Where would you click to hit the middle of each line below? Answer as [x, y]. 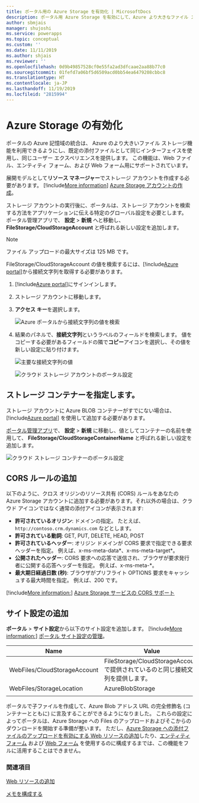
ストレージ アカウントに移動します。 [60, 296]
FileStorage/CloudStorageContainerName [81, 438]
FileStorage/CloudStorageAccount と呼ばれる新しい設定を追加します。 [94, 227]
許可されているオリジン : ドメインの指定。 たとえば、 [79, 521]
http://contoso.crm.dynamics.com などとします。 [75, 529]
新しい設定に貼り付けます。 [48, 349]
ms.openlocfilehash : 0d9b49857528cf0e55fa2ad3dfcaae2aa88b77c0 [86, 67]
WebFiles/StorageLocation [46, 689]
